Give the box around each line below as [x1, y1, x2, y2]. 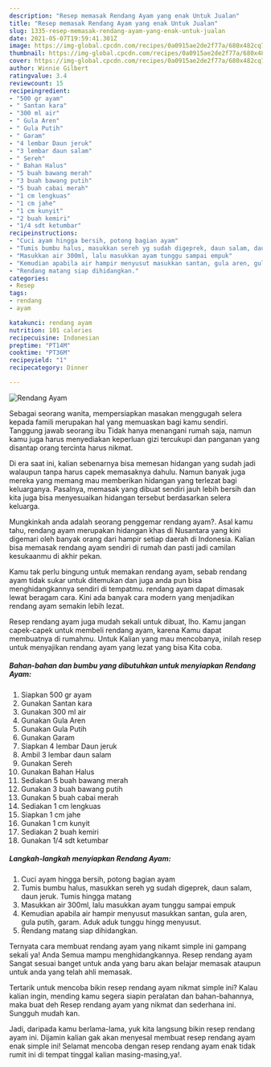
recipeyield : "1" [9, 356, 68, 365]
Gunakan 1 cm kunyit [20, 818, 91, 827]
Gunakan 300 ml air [20, 706, 87, 716]
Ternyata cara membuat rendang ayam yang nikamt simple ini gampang [9, 941, 247, 951]
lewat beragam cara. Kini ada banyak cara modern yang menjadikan [9, 592, 235, 602]
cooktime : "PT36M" [9, 348, 71, 357]
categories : [9, 274, 49, 282]
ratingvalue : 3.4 [9, 72, 68, 80]
